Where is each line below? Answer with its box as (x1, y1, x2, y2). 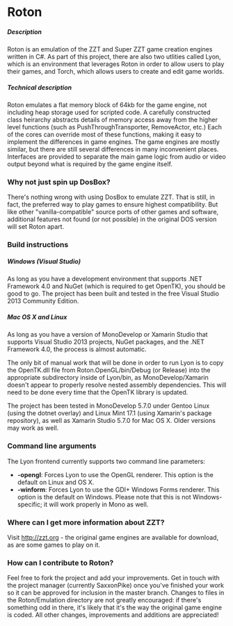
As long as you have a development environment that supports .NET (7, 275, 203, 283)
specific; (17, 500, 43, 508)
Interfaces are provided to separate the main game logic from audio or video (7, 152, 226, 161)
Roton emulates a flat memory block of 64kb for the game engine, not (7, 101, 207, 109)
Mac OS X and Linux (7, 312, 67, 321)
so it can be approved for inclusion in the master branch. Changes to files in (7, 588, 225, 597)
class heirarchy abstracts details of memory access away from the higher (7, 115, 218, 124)
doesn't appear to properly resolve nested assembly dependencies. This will (7, 380, 227, 390)
